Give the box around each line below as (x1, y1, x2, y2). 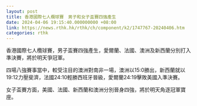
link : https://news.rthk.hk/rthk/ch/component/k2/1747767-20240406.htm (6, 24, 185, 31)
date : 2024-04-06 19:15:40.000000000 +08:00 (6, 19, 117, 25)
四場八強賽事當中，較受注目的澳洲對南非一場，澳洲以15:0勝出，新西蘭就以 (6, 66, 186, 73)
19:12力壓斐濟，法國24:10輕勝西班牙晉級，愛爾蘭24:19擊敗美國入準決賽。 (6, 74, 184, 81)
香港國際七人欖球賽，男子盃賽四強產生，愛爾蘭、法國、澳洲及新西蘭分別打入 (6, 47, 191, 54)
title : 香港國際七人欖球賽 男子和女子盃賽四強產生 (6, 14, 116, 20)
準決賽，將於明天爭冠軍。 (6, 54, 68, 61)
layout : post (6, 8, 38, 15)
